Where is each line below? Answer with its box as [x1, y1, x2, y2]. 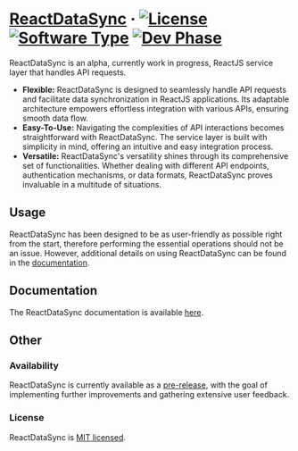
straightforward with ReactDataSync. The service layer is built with [21, 131, 268, 142]
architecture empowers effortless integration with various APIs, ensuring [21, 103, 289, 113]
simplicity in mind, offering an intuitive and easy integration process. [21, 141, 274, 152]
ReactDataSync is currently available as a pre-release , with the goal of [9, 380, 268, 390]
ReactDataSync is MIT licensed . [9, 431, 127, 442]
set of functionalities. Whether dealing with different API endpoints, [21, 160, 269, 171]
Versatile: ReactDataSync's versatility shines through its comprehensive [21, 150, 289, 161]
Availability [9, 359, 60, 372]
